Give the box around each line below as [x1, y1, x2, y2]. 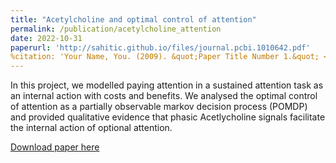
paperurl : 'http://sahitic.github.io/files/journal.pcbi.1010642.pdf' [10, 42, 311, 53]
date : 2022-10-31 [10, 33, 83, 43]
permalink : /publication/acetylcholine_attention [10, 24, 222, 34]
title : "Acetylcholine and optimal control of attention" [10, 14, 257, 25]
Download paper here [10, 141, 100, 153]
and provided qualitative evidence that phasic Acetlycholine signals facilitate [10, 111, 326, 123]
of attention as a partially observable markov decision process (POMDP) [10, 101, 308, 113]
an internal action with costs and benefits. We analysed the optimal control [10, 90, 318, 102]
